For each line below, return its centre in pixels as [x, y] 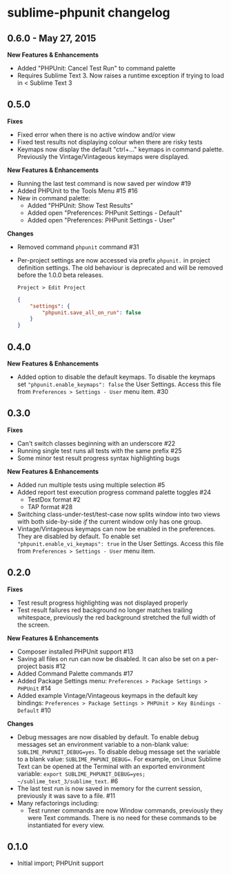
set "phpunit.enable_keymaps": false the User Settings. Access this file [119, 384]
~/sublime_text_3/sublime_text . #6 [68, 781]
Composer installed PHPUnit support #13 [75, 652]
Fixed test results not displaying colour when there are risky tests [110, 142]
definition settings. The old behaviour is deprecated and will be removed [120, 267]
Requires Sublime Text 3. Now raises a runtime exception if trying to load [120, 75]
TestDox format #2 [54, 500]
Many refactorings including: [58, 803]
